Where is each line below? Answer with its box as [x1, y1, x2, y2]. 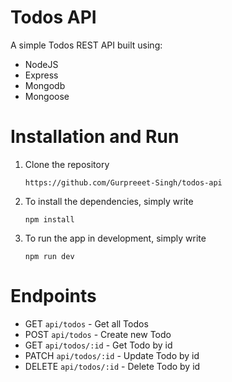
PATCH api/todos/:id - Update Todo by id [24, 349, 200, 361]
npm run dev [24, 251, 75, 261]
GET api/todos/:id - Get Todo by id [24, 339, 173, 351]
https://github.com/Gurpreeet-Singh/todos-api [24, 177, 223, 188]
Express [24, 69, 59, 81]
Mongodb [24, 79, 66, 91]
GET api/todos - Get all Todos [24, 317, 149, 330]
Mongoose [24, 90, 70, 102]
